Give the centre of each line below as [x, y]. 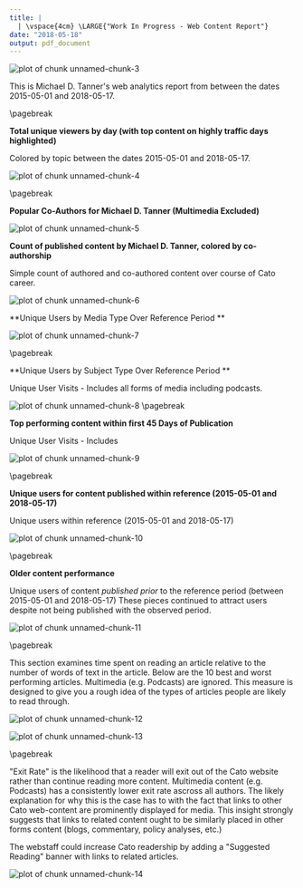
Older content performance [62, 574]
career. [23, 283]
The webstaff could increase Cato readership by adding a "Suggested [140, 847]
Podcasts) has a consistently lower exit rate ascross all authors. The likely [147, 791]
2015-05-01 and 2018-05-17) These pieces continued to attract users [138, 601]
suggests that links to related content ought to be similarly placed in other [147, 820]
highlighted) [33, 140]
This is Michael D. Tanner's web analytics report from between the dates [145, 86]
